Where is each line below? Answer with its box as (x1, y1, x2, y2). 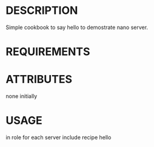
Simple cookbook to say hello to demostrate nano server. (5, 24, 149, 31)
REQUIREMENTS (5, 45, 90, 59)
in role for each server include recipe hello (5, 134, 112, 141)
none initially (5, 93, 38, 100)
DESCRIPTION (5, 4, 78, 18)
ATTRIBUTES (5, 73, 73, 87)
